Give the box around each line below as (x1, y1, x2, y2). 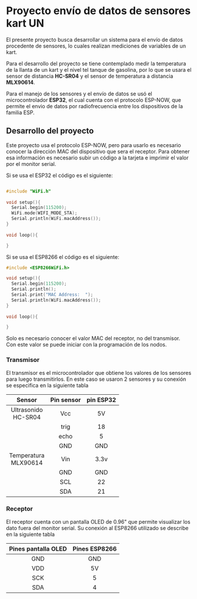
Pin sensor (50, 395, 81, 404)
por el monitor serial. (6, 160, 56, 167)
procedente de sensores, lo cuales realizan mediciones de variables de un (6, 42, 186, 49)
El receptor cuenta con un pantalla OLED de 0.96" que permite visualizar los (6, 518, 191, 525)
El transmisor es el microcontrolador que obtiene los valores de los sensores (6, 369, 192, 376)
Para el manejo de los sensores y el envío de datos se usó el (6, 90, 152, 97)
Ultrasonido (11, 405, 43, 414)
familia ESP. (6, 109, 35, 116)
